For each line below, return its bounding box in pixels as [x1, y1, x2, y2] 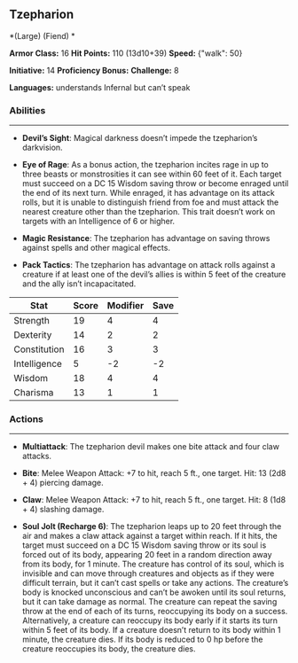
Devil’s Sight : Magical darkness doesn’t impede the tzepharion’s [21, 133, 258, 144]
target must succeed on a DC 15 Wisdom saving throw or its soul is [21, 540, 267, 550]
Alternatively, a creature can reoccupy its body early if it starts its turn [21, 615, 278, 626]
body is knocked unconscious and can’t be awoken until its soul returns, [21, 587, 286, 597]
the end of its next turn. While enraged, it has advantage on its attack [21, 188, 275, 199]
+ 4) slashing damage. [21, 504, 105, 515]
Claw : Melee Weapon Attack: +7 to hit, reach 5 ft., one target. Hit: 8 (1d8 [21, 495, 286, 505]
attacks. [21, 451, 51, 462]
